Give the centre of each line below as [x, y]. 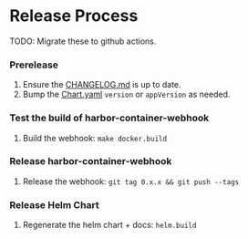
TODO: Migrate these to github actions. [83, 41]
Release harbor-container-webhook [91, 161]
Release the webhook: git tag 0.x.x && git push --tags [131, 181]
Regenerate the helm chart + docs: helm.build [109, 225]
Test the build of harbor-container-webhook [109, 118]
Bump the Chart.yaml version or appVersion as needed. [126, 94]
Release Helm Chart [54, 204]
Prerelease [34, 65]
